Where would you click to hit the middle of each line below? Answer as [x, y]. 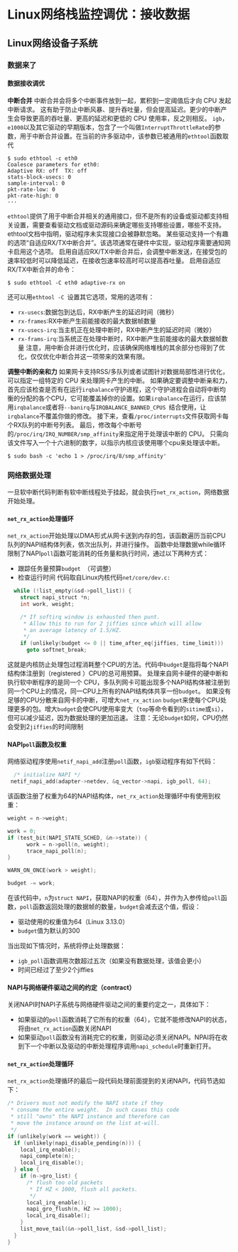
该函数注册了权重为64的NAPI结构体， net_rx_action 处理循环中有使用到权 [114, 796]
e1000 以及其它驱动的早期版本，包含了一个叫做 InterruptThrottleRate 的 [111, 127]
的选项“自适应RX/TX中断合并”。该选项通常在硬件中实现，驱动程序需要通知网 [119, 242]
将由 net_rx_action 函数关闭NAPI [64, 1029]
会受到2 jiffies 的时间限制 [45, 727]
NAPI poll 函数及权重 [37, 744]
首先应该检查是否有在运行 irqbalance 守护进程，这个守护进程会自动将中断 [114, 389]
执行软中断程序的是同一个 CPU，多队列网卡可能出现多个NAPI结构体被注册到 [119, 683]
